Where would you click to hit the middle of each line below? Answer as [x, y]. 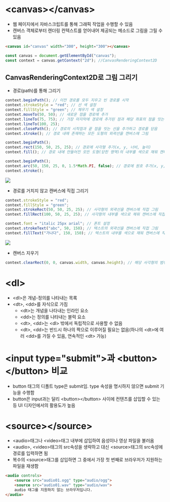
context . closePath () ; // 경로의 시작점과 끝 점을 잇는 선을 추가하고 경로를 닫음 [81, 129]
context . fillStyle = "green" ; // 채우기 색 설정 [54, 110]
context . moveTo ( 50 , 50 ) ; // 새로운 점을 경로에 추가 [57, 114]
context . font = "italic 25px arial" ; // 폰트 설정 [58, 224]
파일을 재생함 [26, 466]
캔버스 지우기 [26, 253]
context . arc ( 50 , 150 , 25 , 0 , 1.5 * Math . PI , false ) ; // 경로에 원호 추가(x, [82, 166]
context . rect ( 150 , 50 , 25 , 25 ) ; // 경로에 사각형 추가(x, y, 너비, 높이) [78, 147]
